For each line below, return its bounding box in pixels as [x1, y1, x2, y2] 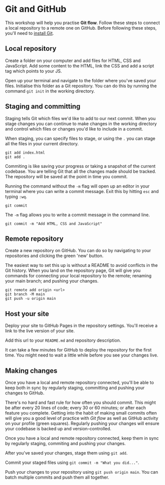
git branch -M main [5, 292, 45, 297]
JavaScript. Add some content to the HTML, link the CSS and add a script [5, 63, 154, 68]
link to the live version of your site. [5, 328, 75, 334]
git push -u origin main [5, 296, 56, 301]
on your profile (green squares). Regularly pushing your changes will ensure [5, 420, 160, 426]
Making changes [5, 366, 58, 375]
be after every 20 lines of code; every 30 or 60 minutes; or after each [5, 405, 146, 411]
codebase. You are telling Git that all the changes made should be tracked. [5, 168, 156, 174]
